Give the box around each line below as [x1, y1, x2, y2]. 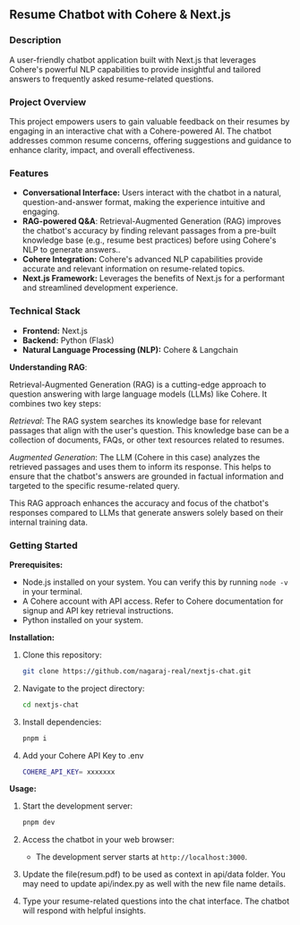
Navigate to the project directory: [21, 682, 145, 693]
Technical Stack [9, 304, 81, 317]
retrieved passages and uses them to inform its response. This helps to [9, 461, 271, 472]
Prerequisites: [9, 559, 64, 570]
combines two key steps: [9, 398, 101, 408]
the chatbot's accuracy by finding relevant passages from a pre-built [21, 226, 277, 236]
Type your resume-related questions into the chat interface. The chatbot [21, 895, 290, 907]
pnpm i [21, 733, 47, 742]
